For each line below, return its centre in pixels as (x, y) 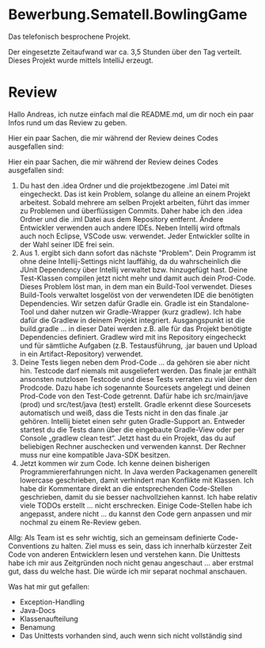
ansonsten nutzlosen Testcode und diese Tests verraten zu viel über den (138, 379)
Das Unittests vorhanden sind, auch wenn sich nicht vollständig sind (131, 635)
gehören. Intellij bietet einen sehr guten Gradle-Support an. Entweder (132, 421)
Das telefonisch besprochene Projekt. (70, 36)
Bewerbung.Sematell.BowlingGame (128, 15)
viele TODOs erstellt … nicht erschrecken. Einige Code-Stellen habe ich (136, 505)
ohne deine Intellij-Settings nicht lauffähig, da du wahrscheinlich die (130, 261)
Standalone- (229, 303)
